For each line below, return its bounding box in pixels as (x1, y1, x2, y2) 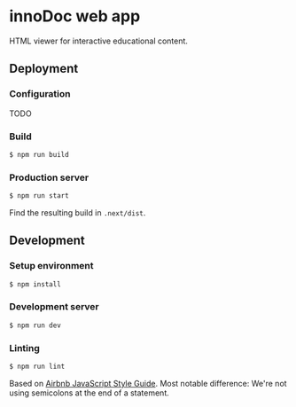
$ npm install (9, 279, 62, 289)
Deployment (9, 61, 79, 76)
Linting (9, 341, 40, 354)
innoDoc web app (9, 6, 141, 27)
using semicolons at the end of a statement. (9, 387, 170, 398)
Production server (9, 171, 90, 184)
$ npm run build (9, 150, 69, 159)
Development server (9, 301, 99, 313)
